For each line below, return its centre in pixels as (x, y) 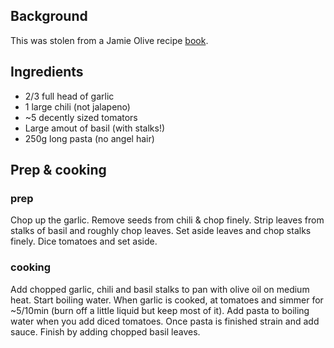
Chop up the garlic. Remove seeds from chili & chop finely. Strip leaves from (167, 220)
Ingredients (47, 72)
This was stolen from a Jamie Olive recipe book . (109, 40)
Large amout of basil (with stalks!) (95, 128)
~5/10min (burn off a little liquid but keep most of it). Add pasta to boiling (160, 310)
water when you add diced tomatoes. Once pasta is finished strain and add (165, 321)
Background (49, 16)
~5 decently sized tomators (81, 117)
